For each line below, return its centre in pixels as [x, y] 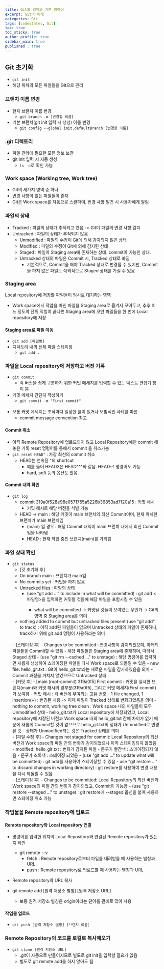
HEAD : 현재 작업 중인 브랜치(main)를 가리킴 [69, 539]
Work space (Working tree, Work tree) [51, 178]
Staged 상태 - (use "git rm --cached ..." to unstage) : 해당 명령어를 [78, 657]
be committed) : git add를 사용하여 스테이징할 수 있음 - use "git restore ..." [85, 762]
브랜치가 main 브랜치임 [41, 520]
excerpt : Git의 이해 [24, 14]
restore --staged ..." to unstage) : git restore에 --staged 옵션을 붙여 [79, 792]
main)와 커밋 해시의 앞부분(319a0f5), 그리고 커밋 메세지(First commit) [89, 688]
